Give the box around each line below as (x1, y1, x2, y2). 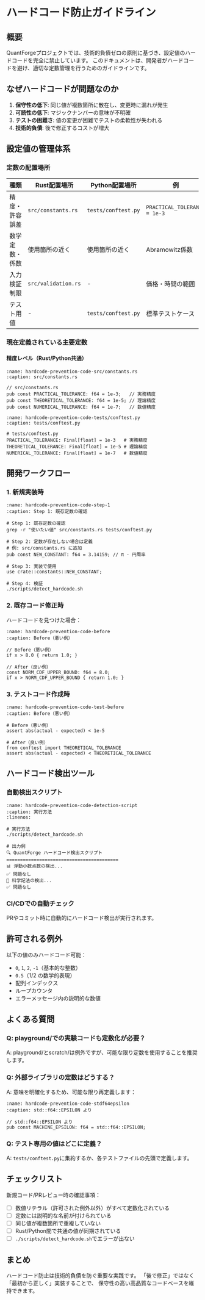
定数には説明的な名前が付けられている (15, 1212, 112, 1219)
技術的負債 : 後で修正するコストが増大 (15, 124, 110, 131)
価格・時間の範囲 (146, 279, 195, 288)
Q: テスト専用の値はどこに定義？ (6, 1139, 103, 1147)
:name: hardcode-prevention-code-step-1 (6, 502, 111, 508)
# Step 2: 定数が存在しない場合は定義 (6, 539, 93, 545)
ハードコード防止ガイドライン (6, 5, 157, 20)
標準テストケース (146, 309, 195, 318)
